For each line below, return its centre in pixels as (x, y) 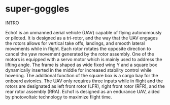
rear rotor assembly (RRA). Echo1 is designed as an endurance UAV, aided (82, 91)
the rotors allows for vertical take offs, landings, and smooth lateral (75, 43)
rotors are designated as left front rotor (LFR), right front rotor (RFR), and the (85, 86)
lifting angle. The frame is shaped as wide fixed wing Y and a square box (81, 65)
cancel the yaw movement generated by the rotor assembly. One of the (80, 54)
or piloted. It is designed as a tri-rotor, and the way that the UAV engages (82, 38)
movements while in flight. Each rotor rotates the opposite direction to (78, 48)
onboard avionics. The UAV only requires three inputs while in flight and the (84, 81)
